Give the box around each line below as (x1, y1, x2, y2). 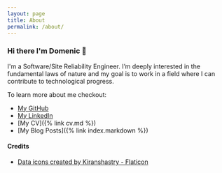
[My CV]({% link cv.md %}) (17, 119, 97, 127)
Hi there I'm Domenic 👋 (7, 46, 87, 56)
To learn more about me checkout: (7, 90, 107, 98)
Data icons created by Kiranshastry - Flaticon (17, 158, 148, 166)
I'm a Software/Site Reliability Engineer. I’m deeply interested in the (7, 62, 201, 70)
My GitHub (17, 104, 49, 112)
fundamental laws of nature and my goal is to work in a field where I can (7, 69, 216, 77)
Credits (7, 142, 29, 151)
